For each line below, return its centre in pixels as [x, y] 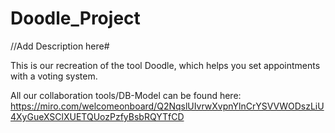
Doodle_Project [75, 18]
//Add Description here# [60, 46]
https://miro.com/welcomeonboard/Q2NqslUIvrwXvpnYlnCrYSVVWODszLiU [167, 106]
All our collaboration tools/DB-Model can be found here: [126, 95]
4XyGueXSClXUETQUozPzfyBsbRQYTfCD [97, 116]
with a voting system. [54, 76]
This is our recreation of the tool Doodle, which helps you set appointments [165, 65]
